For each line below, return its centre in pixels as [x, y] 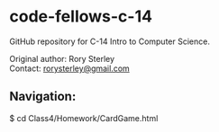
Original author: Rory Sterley [62, 58]
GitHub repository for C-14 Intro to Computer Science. [109, 41]
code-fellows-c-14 [81, 17]
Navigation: [43, 97]
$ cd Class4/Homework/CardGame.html [84, 118]
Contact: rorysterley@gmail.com [70, 68]
